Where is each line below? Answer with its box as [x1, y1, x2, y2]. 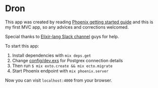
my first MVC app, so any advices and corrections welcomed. [5, 24, 129, 30]
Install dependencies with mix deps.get [12, 52, 91, 58]
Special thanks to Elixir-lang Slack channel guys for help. [5, 34, 119, 39]
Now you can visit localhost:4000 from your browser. [5, 77, 112, 83]
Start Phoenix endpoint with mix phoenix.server [12, 68, 109, 73]
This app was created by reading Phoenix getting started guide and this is [5, 19, 154, 25]
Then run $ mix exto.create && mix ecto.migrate [12, 63, 113, 69]
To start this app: [5, 43, 39, 49]
